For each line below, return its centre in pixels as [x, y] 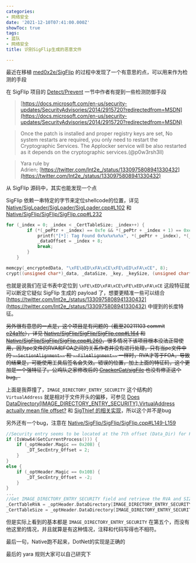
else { [14, 466]
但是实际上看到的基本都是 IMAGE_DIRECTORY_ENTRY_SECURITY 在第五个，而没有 [98, 521]
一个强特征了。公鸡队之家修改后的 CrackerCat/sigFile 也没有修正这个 [99, 369]
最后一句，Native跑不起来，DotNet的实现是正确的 [66, 541]
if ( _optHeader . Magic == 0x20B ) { [58, 445]
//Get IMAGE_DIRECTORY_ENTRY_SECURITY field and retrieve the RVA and [94, 499]
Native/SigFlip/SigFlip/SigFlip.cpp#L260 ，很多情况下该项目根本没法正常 [92, 340]
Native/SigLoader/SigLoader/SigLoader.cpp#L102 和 [69, 208]
